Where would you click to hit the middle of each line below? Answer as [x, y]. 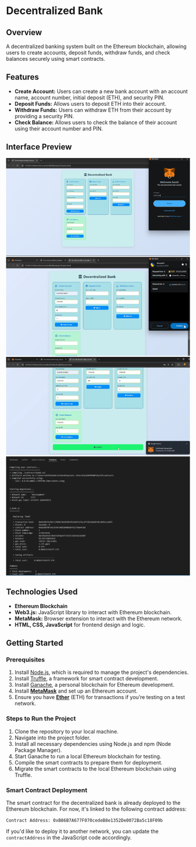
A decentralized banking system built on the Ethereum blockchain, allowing [96, 46]
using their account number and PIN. [59, 128]
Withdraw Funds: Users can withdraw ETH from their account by [93, 110]
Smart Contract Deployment [47, 790]
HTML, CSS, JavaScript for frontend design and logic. [80, 625]
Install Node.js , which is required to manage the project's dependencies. [101, 672]
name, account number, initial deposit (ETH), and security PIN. [90, 97]
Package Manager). [38, 750]
